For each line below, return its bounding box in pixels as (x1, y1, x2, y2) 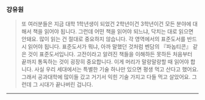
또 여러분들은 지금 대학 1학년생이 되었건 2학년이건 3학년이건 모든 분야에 (21, 20, 192, 28)
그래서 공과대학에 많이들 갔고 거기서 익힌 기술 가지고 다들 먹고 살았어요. (21, 73, 191, 81)
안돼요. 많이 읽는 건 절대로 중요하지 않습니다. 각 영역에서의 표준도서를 (21, 35, 186, 43)
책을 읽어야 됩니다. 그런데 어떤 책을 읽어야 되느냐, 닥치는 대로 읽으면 (32, 28, 194, 35)
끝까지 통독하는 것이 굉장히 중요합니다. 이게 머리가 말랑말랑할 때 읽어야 (21, 58, 189, 65)
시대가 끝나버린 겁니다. (39, 81, 93, 88)
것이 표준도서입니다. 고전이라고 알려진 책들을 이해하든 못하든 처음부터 (27, 50, 193, 58)
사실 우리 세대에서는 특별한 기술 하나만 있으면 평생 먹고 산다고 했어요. (34, 65, 199, 73)
